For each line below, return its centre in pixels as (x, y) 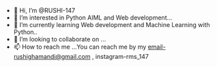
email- (157, 47)
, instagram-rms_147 (120, 57)
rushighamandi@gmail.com (52, 57)
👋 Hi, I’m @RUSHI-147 (44, 10)
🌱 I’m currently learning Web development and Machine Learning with (112, 25)
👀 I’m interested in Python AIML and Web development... (93, 18)
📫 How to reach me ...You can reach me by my (80, 47)
